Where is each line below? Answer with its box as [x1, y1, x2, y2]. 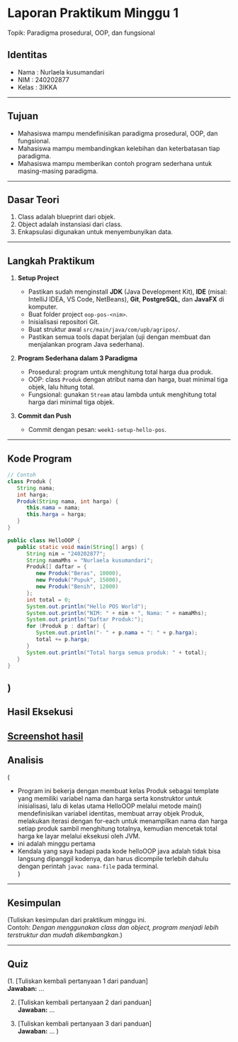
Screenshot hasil [7, 730, 84, 742]
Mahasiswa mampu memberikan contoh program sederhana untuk [17, 159, 212, 167]
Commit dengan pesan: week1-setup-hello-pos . [28, 426, 166, 434]
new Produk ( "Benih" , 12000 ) [35, 583, 119, 590]
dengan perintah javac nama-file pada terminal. [17, 862, 159, 870]
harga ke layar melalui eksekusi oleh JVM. [17, 832, 140, 841]
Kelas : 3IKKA [17, 83, 58, 92]
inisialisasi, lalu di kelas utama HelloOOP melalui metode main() [17, 802, 202, 810]
